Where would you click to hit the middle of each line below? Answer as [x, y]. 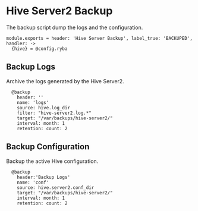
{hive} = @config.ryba [40, 49]
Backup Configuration [48, 147]
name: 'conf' [33, 182]
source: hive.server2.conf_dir [56, 188]
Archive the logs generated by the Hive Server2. [65, 81]
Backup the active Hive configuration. [52, 161]
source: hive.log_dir [43, 108]
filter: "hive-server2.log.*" [54, 113]
